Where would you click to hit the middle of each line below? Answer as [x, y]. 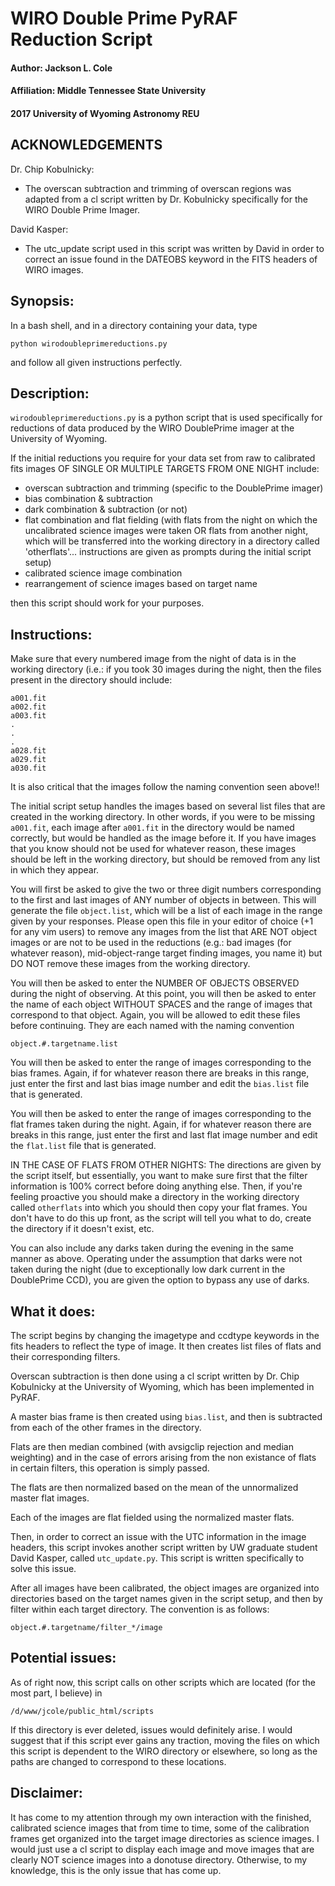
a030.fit [28, 768]
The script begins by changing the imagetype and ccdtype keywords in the [165, 1336]
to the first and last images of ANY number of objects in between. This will [163, 900]
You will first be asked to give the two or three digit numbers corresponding [166, 889]
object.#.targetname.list [64, 1044]
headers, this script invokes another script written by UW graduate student [164, 1548]
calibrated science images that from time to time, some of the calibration [160, 1828]
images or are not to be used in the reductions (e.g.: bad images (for [151, 943]
